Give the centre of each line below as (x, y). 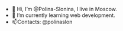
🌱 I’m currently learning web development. (63, 15)
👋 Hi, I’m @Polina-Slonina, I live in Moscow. (64, 9)
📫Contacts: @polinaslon (42, 22)
